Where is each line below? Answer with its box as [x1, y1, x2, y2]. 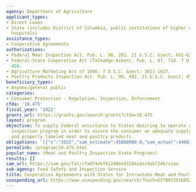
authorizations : [6, 47, 45, 53]
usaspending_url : [6, 177, 48, 183]
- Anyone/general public [6, 85, 66, 91]
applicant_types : [6, 14, 48, 20]
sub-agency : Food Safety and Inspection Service [6, 166, 127, 173]
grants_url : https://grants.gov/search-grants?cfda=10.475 [6, 112, 153, 118]
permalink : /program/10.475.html [6, 145, 87, 150]
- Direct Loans [6, 19, 43, 25]
